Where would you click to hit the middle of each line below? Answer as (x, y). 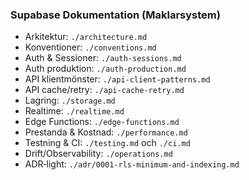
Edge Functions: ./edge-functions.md (102, 122)
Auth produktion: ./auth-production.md (105, 69)
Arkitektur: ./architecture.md (86, 37)
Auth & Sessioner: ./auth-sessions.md (103, 58)
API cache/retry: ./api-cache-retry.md (104, 90)
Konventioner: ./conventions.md (90, 47)
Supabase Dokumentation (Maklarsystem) (115, 15)
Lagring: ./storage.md (70, 100)
